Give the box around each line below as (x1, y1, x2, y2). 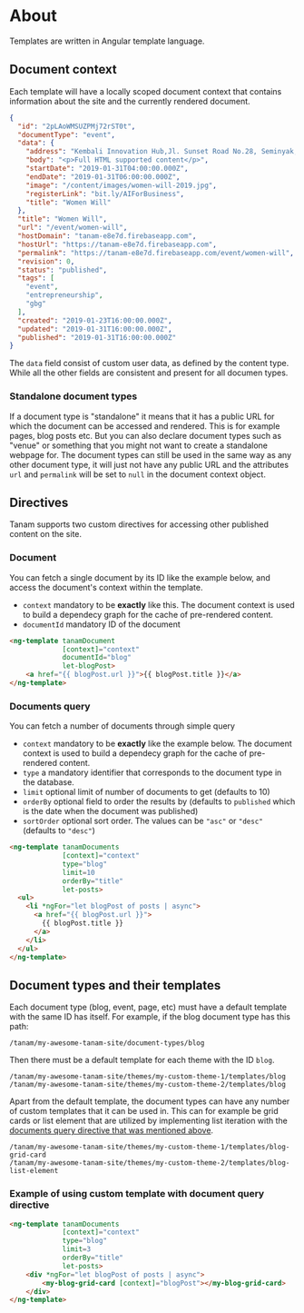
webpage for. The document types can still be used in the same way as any (9, 449, 292, 460)
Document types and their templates (9, 978, 221, 993)
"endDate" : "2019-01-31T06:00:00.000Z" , (25, 172, 181, 182)
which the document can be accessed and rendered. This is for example (9, 420, 280, 432)
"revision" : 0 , (17, 256, 75, 266)
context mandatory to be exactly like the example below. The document (22, 738, 292, 750)
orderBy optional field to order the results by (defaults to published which (22, 796, 296, 807)
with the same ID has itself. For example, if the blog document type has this (9, 1011, 290, 1022)
